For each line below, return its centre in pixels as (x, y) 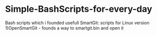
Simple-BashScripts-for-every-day (79, 9)
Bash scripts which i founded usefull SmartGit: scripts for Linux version (77, 23)
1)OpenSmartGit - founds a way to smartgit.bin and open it (64, 28)
